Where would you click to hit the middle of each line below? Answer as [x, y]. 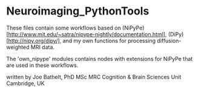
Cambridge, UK [25, 83]
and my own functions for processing [109, 40]
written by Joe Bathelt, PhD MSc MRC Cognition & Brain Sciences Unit [94, 77]
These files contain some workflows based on [64, 28]
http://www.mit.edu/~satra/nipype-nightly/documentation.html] [87, 34]
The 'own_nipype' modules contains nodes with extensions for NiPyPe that [99, 59]
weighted [18, 47]
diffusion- [169, 40]
